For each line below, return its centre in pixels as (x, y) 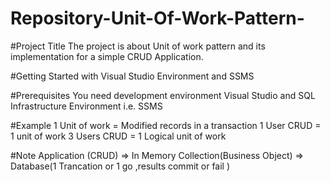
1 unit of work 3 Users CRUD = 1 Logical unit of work (118, 136)
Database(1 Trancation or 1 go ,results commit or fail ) (120, 166)
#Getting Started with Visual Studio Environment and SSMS (132, 76)
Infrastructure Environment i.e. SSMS (86, 106)
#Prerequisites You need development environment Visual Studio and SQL (163, 95)
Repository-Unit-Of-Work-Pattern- (157, 18)
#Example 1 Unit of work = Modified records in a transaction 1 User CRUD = (166, 125)
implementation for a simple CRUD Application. (107, 56)
